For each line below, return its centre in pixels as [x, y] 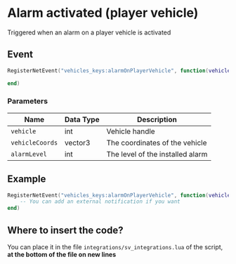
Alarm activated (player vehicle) [103, 13]
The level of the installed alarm [157, 154]
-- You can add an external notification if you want [100, 202]
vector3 [77, 143]
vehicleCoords [34, 143]
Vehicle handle [131, 131]
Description [157, 119]
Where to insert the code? [65, 230]
